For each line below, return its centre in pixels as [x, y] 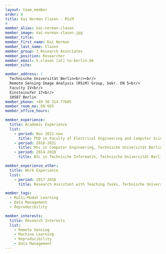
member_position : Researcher [35, 56]
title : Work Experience [34, 170]
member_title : [20, 38]
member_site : [19, 65]
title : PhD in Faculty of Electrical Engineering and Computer [85, 138]
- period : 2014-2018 [35, 152]
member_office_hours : [27, 111]
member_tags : [19, 193]
